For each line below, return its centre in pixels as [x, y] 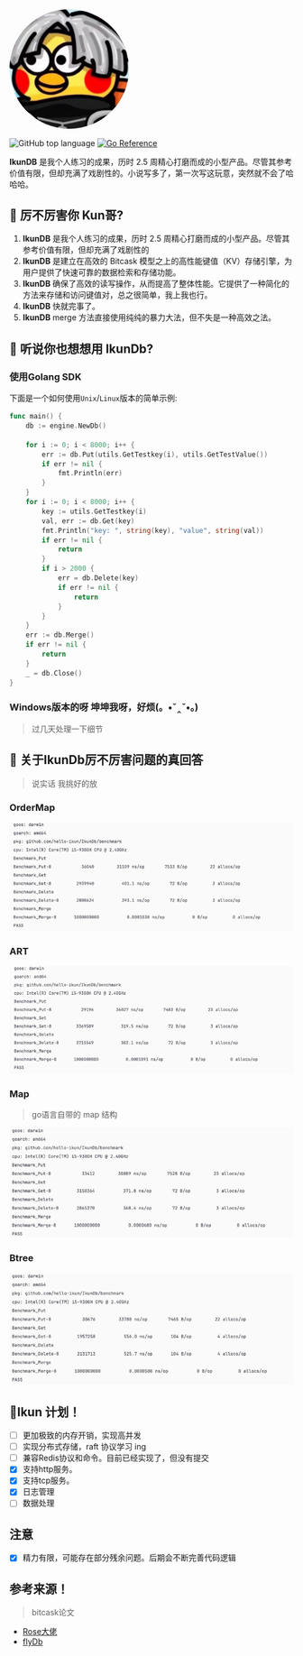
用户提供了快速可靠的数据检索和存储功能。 [101, 272]
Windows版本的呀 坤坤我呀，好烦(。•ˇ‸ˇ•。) [104, 707]
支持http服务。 [50, 1469]
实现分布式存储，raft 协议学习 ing [84, 1447]
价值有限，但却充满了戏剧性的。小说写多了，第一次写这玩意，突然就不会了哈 [151, 173]
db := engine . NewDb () [66, 426]
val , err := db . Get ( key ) [88, 521]
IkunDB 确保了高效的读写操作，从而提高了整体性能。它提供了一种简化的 [156, 284]
